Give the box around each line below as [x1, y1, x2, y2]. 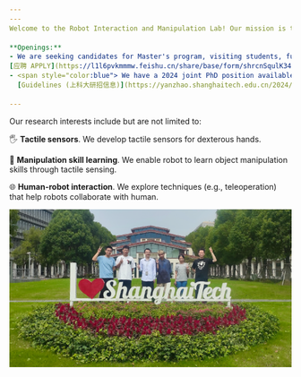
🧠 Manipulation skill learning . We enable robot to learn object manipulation [9, 154, 288, 165]
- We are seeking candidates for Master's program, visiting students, [9, 52, 282, 62]
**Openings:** [9, 43, 63, 52]
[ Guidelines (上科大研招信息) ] [17, 81, 125, 90]
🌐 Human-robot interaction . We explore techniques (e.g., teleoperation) [9, 181, 278, 192]
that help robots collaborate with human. [9, 191, 159, 201]
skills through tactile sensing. [9, 164, 117, 175]
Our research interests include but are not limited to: [9, 116, 202, 126]
